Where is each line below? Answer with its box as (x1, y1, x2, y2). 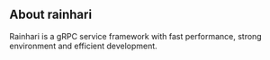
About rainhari (9, 7, 93, 22)
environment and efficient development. (9, 40, 157, 51)
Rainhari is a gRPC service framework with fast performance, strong (9, 30, 263, 41)
